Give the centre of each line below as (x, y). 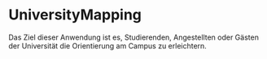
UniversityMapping (75, 15)
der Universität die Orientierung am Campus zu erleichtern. (108, 45)
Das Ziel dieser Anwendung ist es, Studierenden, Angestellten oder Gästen (133, 37)
